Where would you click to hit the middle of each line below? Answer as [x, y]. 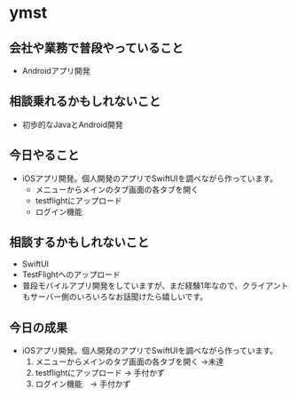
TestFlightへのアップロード [71, 274]
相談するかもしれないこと [79, 242]
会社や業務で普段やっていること [96, 48]
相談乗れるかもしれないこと [85, 102]
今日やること [44, 155]
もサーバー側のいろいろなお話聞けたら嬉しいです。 [115, 297]
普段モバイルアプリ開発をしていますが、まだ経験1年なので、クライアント [155, 286]
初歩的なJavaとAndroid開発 [73, 124]
